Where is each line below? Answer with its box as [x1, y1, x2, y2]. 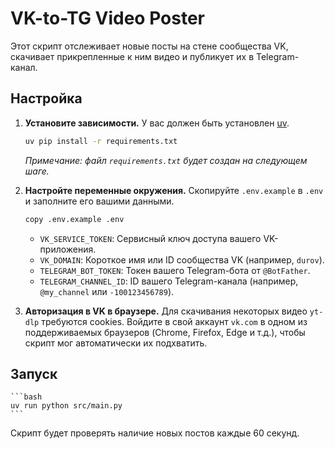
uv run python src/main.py [10, 401, 123, 411]
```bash [10, 392, 43, 402]
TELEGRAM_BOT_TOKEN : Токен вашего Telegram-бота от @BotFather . [39, 264, 311, 276]
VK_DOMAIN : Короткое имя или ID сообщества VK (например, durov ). [39, 253, 325, 266]
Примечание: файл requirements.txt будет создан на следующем [24, 154, 308, 166]
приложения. [39, 243, 97, 255]
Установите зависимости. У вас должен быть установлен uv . [24, 117, 290, 129]
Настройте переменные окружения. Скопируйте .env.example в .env [24, 184, 324, 196]
